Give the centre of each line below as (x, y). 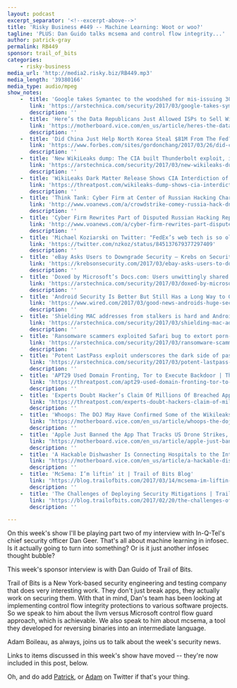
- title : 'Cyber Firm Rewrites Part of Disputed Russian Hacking (120, 218)
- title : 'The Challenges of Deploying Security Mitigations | (116, 494)
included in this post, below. (48, 663)
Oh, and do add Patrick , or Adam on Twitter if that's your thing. (99, 677)
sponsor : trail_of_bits (42, 54)
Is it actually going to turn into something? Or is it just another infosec (108, 548)
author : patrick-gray (39, 40)
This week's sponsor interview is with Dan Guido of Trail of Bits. (100, 569)
